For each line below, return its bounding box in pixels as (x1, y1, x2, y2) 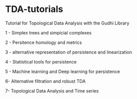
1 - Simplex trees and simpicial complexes (5, 29, 92, 35)
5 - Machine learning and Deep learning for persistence (5, 68, 120, 74)
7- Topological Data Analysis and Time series (5, 87, 99, 93)
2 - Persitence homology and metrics (5, 39, 82, 45)
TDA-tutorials (5, 3, 64, 15)
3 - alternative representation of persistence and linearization (5, 49, 132, 55)
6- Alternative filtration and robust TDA (5, 78, 86, 84)
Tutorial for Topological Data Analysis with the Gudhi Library (5, 20, 129, 26)
